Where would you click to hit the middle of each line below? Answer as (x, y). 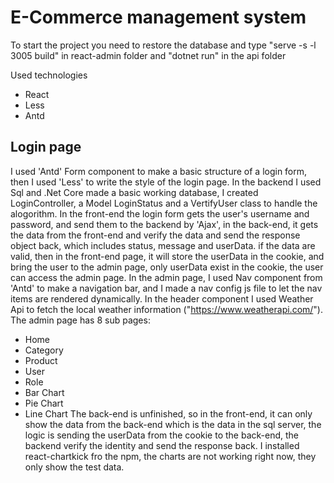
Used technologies (49, 75)
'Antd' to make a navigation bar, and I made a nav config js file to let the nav (166, 288)
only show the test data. (74, 467)
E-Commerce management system (158, 17)
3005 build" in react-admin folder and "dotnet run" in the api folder (148, 55)
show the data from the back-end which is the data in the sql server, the (173, 424)
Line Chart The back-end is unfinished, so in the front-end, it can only (168, 413)
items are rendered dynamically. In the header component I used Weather (162, 298)
